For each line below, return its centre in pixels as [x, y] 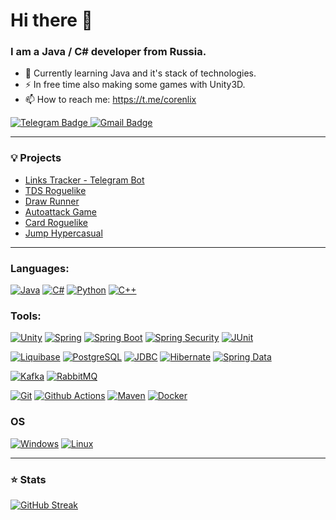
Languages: [40, 268]
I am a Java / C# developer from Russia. [108, 52]
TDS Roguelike [55, 190]
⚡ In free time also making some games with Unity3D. [135, 85]
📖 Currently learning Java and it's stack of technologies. [140, 73]
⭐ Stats [28, 479]
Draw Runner [52, 201]
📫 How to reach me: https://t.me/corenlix [110, 100]
